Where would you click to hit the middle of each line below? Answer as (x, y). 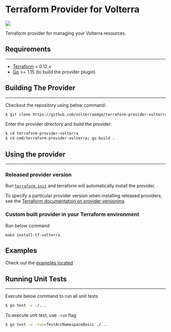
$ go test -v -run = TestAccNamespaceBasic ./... (57, 325)
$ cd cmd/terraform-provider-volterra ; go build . (60, 138)
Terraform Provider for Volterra (73, 9)
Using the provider (35, 154)
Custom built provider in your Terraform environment (72, 214)
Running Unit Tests (36, 279)
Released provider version (39, 174)
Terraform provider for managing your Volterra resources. (66, 33)
